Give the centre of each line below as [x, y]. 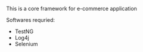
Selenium [26, 44]
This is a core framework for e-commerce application [71, 9]
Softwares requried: [31, 20]
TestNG [24, 31]
